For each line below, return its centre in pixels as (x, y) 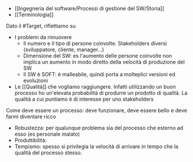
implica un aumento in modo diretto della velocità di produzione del (104, 62)
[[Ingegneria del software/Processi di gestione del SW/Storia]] (89, 8)
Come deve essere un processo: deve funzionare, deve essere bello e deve (97, 110)
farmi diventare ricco (31, 117)
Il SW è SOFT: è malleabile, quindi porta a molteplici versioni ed (99, 74)
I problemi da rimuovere (43, 37)
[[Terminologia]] (34, 15)
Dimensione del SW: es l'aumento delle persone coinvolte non (97, 56)
